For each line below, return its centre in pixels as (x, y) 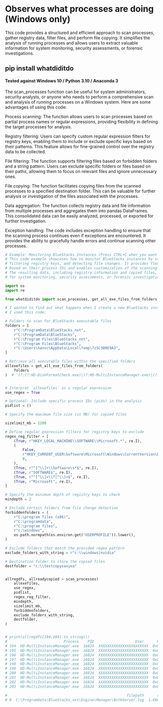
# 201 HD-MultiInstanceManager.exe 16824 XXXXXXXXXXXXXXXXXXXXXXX (77, 678)
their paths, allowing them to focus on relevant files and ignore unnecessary (81, 171)
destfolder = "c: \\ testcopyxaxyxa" (41, 566)
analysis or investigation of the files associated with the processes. (72, 196)
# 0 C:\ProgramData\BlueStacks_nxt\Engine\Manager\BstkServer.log (75, 700)
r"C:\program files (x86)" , (42, 517)
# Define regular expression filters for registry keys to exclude (75, 432)
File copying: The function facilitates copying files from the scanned (73, 186)
